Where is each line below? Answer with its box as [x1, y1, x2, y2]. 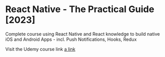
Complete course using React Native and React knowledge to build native [5, 31, 160, 37]
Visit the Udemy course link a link [5, 46, 76, 52]
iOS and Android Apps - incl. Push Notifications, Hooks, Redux [5, 36, 137, 42]
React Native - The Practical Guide [5, 4, 155, 15]
